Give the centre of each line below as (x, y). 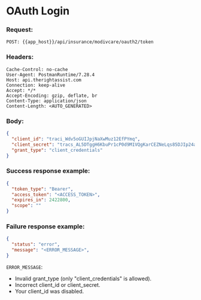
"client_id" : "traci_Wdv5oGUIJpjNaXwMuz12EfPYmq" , (76, 139)
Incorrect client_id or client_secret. (57, 284)
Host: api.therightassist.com (44, 80)
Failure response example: (45, 226)
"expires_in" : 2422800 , (41, 200)
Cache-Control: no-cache (37, 69)
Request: (20, 30)
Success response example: (48, 171)
